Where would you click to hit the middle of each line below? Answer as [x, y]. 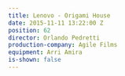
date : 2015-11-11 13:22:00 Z [56, 23]
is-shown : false [35, 60]
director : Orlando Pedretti [54, 38]
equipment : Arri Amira [45, 52]
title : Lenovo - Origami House [59, 15]
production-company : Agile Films [63, 45]
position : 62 [29, 30]
